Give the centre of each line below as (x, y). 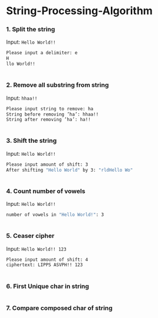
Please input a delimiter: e (42, 53)
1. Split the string (31, 29)
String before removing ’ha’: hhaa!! (52, 114)
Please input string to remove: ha (50, 109)
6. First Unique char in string (48, 286)
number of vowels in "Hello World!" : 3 (55, 215)
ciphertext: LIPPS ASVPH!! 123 (45, 265)
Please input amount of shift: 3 (47, 164)
